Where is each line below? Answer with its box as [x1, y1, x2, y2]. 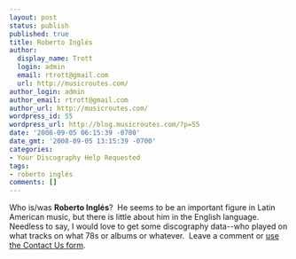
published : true [9, 29, 69, 38]
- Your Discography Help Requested [9, 153, 141, 162]
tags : [9, 161, 29, 170]
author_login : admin [9, 87, 86, 96]
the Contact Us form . [9, 240, 86, 251]
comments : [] [9, 178, 58, 187]
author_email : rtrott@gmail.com [9, 95, 129, 105]
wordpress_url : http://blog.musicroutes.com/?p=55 [9, 121, 200, 129]
